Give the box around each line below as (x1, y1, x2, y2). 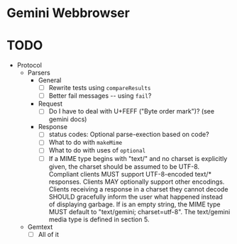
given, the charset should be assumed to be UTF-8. (48, 162, 200, 171)
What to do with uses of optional (48, 146, 146, 155)
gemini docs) (48, 115, 87, 123)
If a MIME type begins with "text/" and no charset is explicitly (48, 154, 228, 162)
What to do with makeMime (48, 138, 123, 147)
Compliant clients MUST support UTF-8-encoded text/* (48, 170, 212, 178)
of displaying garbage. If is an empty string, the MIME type (48, 200, 221, 209)
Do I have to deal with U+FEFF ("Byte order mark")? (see (48, 107, 214, 116)
